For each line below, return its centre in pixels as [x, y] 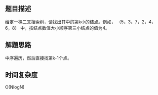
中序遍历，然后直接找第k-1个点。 [39, 58]
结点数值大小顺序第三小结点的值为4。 [72, 28]
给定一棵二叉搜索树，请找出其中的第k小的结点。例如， [60, 22]
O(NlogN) [15, 87]
